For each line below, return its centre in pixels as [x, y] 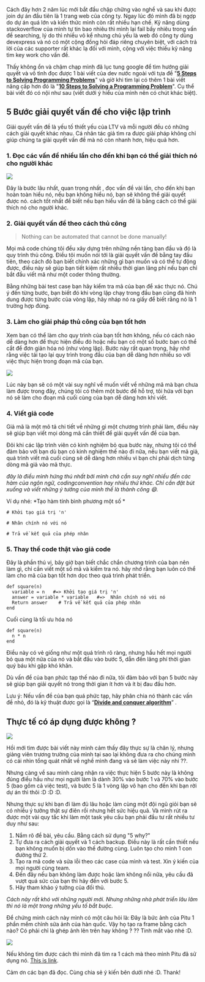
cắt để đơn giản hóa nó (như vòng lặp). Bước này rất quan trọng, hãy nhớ [98, 348]
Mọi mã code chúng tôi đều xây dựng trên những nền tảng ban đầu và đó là [102, 248]
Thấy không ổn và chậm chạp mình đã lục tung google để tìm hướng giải [98, 67]
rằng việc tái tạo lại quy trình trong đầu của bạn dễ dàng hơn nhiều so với [99, 354]
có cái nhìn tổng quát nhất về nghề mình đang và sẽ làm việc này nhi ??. [97, 761]
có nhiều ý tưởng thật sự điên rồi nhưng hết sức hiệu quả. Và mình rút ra [97, 811]
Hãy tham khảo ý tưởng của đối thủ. [60, 888]
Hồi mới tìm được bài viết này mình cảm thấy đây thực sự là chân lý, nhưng [100, 748]
